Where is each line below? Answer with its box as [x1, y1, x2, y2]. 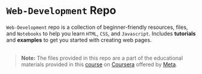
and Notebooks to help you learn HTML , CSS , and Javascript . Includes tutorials [6, 29, 196, 37]
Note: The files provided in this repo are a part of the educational [21, 54, 183, 61]
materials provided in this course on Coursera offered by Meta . [21, 61, 178, 68]
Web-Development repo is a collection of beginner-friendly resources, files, [6, 23, 188, 31]
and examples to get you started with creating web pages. [6, 36, 152, 43]
